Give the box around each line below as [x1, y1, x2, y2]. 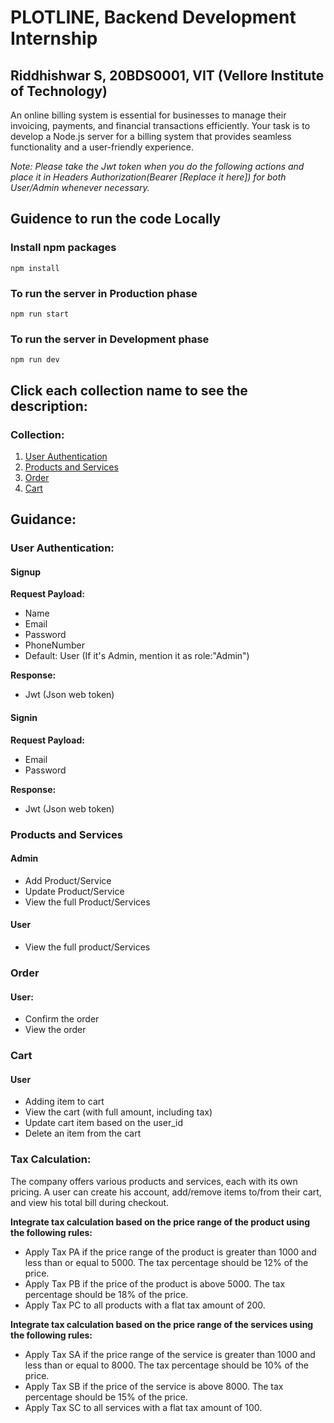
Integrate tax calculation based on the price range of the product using [10, 1216, 311, 1228]
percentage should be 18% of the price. [24, 1288, 189, 1300]
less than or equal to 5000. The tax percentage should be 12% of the [24, 1256, 309, 1268]
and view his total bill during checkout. [10, 1196, 170, 1208]
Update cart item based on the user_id [24, 1117, 184, 1129]
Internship [10, 27, 98, 50]
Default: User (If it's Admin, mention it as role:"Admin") [24, 650, 250, 662]
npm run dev [10, 355, 60, 365]
